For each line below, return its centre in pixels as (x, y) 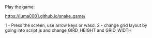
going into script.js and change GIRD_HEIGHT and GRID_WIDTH (68, 30)
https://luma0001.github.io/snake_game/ (45, 16)
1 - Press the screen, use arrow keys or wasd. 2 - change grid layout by (76, 25)
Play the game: (20, 7)
